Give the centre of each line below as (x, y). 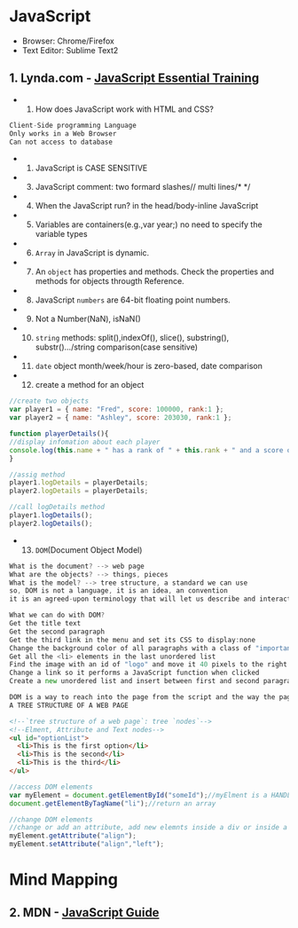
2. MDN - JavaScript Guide (84, 912)
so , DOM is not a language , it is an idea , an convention (118, 591)
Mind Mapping (63, 880)
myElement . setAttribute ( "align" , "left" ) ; (87, 845)
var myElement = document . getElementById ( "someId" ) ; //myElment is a (138, 795)
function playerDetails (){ (59, 434)
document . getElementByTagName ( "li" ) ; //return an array (113, 803)
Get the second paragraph (57, 632)
